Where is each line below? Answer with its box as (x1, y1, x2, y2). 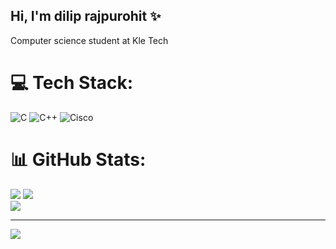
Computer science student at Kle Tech (10, 34, 169, 46)
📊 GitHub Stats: (10, 148, 147, 171)
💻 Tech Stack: (10, 72, 134, 94)
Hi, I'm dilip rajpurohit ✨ (10, 8, 162, 25)
